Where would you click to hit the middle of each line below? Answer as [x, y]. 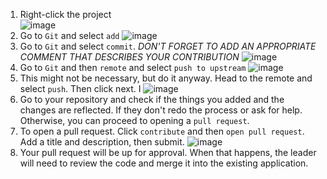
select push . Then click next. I [80, 88]
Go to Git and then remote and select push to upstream [133, 67]
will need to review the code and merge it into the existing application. [164, 163]
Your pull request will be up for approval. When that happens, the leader [168, 152]
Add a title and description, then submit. [102, 142]
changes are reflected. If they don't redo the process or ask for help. [161, 110]
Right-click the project [65, 14]
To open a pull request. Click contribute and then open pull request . [162, 131]
